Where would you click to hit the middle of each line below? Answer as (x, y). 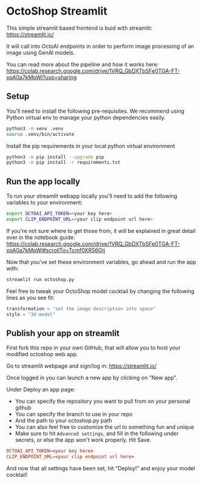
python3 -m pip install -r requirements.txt (63, 163)
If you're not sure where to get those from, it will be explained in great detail (101, 231)
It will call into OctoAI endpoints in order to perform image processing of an (100, 46)
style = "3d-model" (31, 314)
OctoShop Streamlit (57, 11)
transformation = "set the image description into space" (81, 309)
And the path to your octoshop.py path (63, 421)
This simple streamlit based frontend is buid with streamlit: (79, 28)
